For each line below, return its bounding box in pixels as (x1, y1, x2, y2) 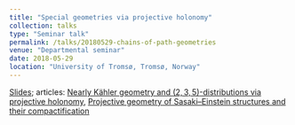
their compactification (9, 105, 91, 116)
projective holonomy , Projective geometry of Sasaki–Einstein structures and (9, 96, 286, 106)
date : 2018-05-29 (9, 54, 74, 63)
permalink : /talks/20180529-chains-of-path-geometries (9, 37, 217, 47)
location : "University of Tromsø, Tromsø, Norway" (9, 63, 201, 72)
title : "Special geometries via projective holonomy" (9, 12, 213, 22)
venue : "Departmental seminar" (9, 46, 125, 55)
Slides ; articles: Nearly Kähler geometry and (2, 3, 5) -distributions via (9, 86, 262, 98)
